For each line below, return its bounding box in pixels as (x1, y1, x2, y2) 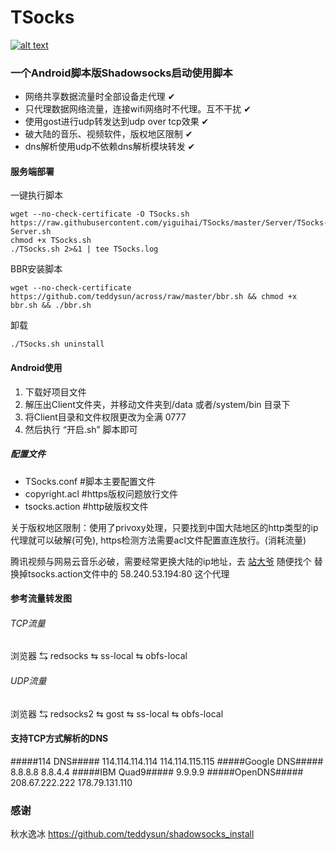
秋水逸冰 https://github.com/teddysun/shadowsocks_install (10, 828, 255, 840)
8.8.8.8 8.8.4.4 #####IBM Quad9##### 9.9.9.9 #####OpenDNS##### (10, 766, 304, 778)
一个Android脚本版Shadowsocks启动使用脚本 (10, 66, 233, 80)
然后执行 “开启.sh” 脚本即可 (24, 423, 138, 435)
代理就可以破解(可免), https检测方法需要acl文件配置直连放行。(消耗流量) (10, 534, 307, 546)
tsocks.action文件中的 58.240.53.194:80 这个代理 (27, 567, 230, 580)
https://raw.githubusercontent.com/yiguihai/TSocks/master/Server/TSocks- (10, 218, 329, 228)
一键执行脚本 (10, 189, 63, 201)
